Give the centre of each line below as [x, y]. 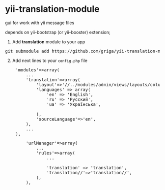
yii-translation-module [52, 9]
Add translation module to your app [49, 42]
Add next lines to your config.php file [50, 61]
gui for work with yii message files [40, 23]
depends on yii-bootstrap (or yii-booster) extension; [58, 32]
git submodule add [27, 51]
